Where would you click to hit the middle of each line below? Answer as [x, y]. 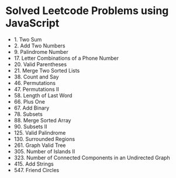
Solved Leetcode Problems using [87, 11]
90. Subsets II [30, 126]
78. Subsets [28, 114]
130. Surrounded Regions [44, 139]
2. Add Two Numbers [39, 46]
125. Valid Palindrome [40, 132]
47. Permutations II [37, 89]
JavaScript [32, 23]
